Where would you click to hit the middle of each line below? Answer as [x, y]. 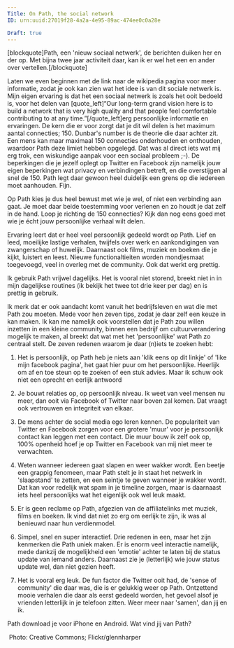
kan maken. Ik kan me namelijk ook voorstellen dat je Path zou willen [106, 322]
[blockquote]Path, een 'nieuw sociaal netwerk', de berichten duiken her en [114, 53]
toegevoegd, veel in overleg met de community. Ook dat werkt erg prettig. [114, 265]
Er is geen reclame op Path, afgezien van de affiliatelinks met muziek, [117, 509]
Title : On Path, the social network [60, 14]
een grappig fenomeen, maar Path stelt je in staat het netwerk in [110, 473]
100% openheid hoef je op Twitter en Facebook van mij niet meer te [115, 444]
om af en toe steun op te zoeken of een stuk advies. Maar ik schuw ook [120, 373]
